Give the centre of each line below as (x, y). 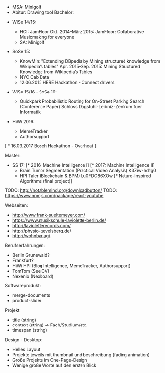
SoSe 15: (21, 52)
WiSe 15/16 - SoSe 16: (34, 92)
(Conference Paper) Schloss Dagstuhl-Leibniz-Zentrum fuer (81, 107)
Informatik (30, 112)
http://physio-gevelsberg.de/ (42, 231)
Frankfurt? (23, 260)
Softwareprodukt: (23, 286)
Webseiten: (17, 205)
